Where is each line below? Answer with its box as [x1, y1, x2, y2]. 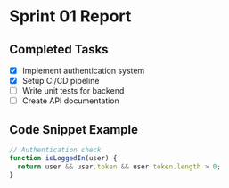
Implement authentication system [21, 65, 145, 76]
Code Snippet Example [9, 122, 138, 137]
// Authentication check [9, 145, 102, 155]
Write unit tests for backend [21, 86, 125, 96]
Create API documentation [21, 95, 120, 106]
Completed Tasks [9, 42, 109, 57]
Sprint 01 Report [9, 6, 132, 27]
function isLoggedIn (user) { [9, 153, 118, 162]
